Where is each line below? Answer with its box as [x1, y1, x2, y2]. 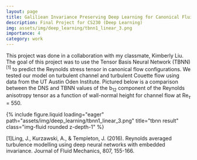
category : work [6, 36, 43, 42]
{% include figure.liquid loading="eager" [6, 111, 104, 118]
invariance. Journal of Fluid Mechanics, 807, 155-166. [6, 148, 135, 155]
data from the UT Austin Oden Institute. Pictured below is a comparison [6, 78, 179, 85]
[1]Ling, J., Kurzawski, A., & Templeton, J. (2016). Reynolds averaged [6, 135, 172, 142]
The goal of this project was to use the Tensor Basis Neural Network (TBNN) [6, 58, 191, 65]
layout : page [6, 8, 38, 15]
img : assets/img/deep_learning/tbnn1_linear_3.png [6, 25, 133, 31]
